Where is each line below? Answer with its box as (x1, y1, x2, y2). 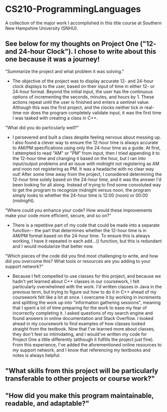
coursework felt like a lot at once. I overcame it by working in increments (12, 294, 162, 300)
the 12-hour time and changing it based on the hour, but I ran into (12, 155, 146, 161)
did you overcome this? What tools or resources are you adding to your (5, 258, 151, 264)
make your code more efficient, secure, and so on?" (5, 212, 112, 218)
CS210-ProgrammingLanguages (5, 3, 141, 15)
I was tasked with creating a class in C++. (12, 115, 98, 121)
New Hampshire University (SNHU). (5, 25, 79, 31)
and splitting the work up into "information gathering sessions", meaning (12, 299, 161, 305)
